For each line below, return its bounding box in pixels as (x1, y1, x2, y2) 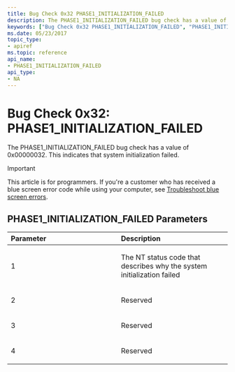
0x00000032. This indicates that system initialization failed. (7, 151, 180, 159)
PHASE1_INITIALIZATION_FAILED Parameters (7, 213, 208, 224)
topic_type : (7, 36, 42, 43)
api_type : (7, 69, 36, 76)
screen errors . (7, 193, 48, 201)
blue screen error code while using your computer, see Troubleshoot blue (7, 185, 220, 194)
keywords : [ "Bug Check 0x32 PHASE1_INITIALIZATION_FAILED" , (7, 23, 187, 30)
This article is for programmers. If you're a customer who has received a (7, 178, 215, 186)
